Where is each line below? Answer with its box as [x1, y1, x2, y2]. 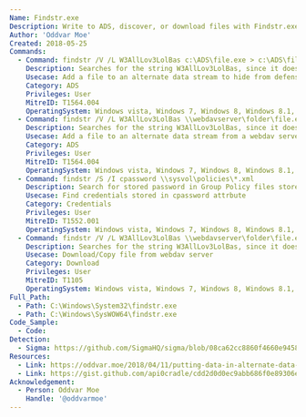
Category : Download [25, 259, 100, 269]
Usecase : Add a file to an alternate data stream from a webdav [25, 132, 275, 141]
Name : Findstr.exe [9, 13, 79, 23]
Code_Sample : [9, 318, 59, 328]
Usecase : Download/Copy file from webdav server [25, 250, 214, 259]
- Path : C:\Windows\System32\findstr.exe [17, 301, 178, 310]
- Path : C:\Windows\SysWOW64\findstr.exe [17, 310, 178, 319]
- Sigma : [17, 343, 51, 352]
